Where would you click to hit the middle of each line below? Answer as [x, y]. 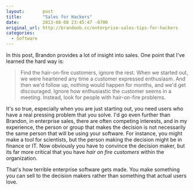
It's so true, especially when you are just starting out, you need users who [95, 109]
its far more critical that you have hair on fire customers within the [85, 152]
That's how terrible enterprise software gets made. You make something [93, 169]
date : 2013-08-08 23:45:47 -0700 [57, 22]
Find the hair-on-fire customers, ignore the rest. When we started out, [104, 73]
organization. [22, 158]
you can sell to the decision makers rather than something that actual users [96, 176]
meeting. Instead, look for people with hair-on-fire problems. [93, 97]
